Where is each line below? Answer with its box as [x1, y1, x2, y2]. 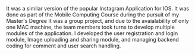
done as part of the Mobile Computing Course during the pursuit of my [6, 11, 180, 18]
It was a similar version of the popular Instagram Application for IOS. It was [6, 5, 189, 12]
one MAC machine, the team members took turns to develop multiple [6, 23, 175, 30]
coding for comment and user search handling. [6, 42, 121, 49]
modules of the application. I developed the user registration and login [6, 30, 178, 37]
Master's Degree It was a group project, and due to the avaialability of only [6, 18, 189, 24]
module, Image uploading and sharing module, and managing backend [6, 36, 180, 43]
